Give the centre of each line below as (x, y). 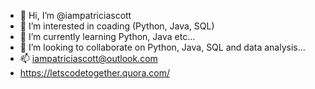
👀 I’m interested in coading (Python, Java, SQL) (117, 26)
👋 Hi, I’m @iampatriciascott (75, 15)
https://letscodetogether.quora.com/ (94, 73)
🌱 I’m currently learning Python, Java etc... (107, 36)
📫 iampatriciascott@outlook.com (88, 58)
